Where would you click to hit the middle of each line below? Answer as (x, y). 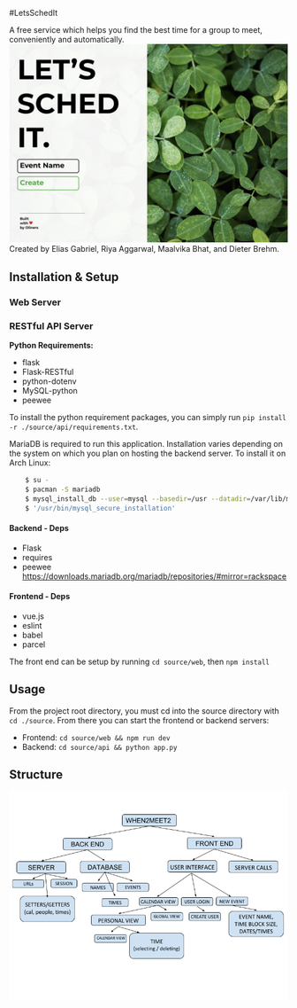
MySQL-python (49, 390)
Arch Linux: (30, 462)
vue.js (33, 616)
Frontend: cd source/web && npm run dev (96, 737)
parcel (34, 644)
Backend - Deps (39, 528)
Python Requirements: (52, 345)
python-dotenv (49, 381)
